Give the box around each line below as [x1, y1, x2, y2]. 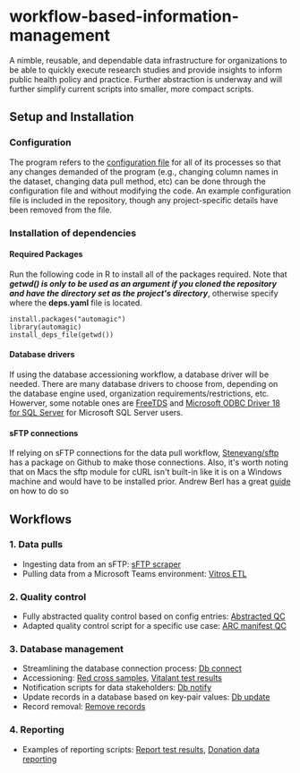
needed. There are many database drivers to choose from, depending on [9, 378, 279, 389]
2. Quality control [9, 590, 87, 603]
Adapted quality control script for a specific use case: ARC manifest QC [21, 621, 287, 631]
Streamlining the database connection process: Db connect [21, 663, 242, 674]
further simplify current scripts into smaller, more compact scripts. [9, 83, 254, 94]
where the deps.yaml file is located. [9, 297, 143, 308]
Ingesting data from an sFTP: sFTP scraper [21, 558, 182, 570]
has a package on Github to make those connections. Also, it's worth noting [9, 457, 289, 468]
